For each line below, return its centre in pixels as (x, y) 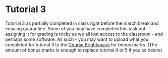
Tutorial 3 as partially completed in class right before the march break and (82, 23)
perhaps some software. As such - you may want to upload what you (77, 39)
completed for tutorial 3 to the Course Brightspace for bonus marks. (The (81, 44)
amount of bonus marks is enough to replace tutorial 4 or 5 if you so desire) (84, 50)
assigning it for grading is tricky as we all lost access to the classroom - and (84, 34)
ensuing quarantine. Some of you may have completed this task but (75, 28)
